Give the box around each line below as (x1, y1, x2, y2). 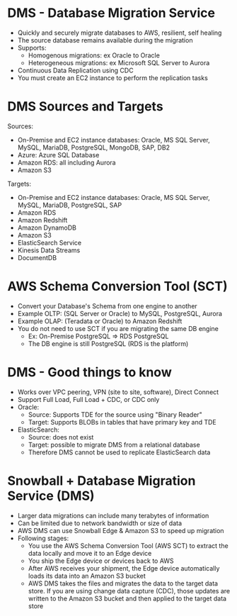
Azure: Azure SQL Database (17, 150, 100, 159)
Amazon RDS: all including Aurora (17, 158, 116, 167)
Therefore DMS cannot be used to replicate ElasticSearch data (28, 448, 211, 457)
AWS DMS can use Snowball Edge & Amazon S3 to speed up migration (17, 526, 224, 534)
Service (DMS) (7, 488, 95, 504)
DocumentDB (17, 253, 57, 262)
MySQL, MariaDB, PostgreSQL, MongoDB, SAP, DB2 (17, 143, 170, 152)
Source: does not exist (28, 432, 94, 441)
